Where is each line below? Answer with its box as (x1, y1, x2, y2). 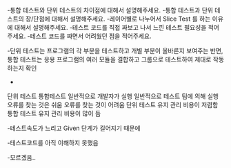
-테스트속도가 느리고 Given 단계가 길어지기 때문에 (7, 124, 141, 132)
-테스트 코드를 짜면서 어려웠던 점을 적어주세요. (27, 32, 152, 40)
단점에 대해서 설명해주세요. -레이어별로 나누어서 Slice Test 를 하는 (33, 15, 211, 23)
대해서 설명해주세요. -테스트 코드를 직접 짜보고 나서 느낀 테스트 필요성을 (14, 24, 207, 31)
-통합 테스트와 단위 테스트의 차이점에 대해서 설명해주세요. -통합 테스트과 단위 (7, 6, 214, 14)
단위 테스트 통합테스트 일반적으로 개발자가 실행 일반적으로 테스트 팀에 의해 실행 (7, 92, 219, 100)
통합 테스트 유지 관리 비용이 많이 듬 (7, 109, 101, 118)
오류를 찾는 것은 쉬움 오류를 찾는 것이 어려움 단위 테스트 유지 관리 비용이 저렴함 (7, 101, 219, 109)
